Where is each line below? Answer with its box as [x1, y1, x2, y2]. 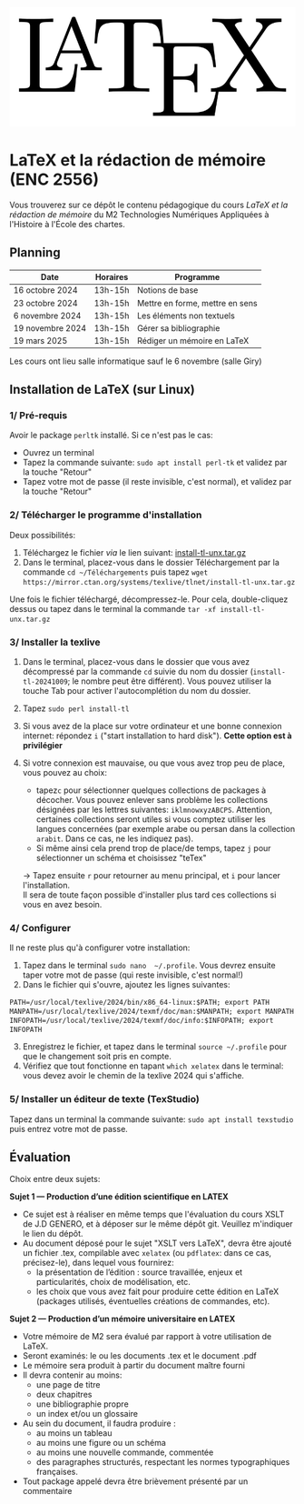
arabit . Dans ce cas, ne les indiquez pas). [35, 833, 193, 844]
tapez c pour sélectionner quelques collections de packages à [35, 785, 267, 796]
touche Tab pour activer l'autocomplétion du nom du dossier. [22, 686, 251, 697]
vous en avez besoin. [22, 899, 103, 910]
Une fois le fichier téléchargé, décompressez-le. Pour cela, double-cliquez [9, 594, 289, 605]
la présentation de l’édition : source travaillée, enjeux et [35, 1267, 243, 1278]
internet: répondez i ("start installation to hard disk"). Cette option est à [22, 730, 292, 741]
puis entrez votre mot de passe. [9, 1123, 129, 1134]
